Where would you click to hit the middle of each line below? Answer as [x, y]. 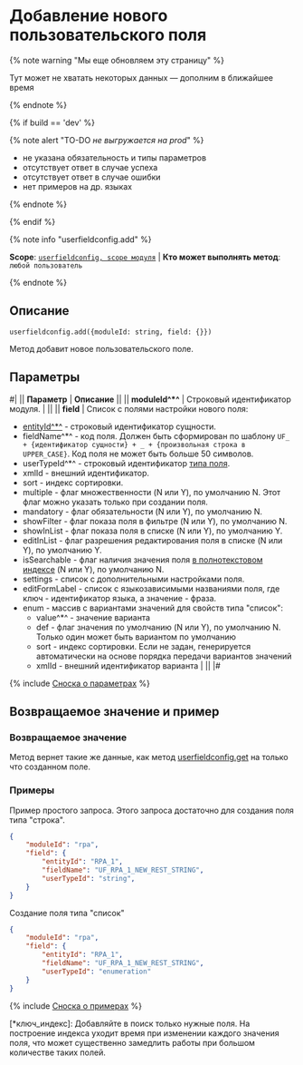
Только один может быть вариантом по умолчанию [136, 637]
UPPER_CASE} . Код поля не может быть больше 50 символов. [138, 454]
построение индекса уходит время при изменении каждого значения [145, 1033]
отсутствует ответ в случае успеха [90, 167]
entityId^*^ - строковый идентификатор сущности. [119, 426]
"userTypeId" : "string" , [89, 878]
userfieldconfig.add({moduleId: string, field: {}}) [111, 332]
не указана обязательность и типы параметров [114, 157]
